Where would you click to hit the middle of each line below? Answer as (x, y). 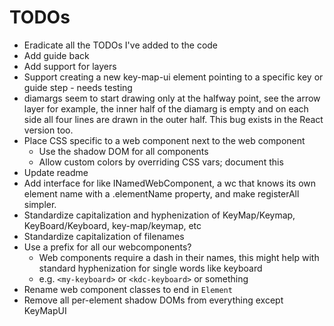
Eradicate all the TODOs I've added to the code (121, 45)
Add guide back (56, 55)
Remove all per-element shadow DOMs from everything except (153, 300)
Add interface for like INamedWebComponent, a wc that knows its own (170, 183)
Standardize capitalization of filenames (104, 236)
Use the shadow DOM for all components (123, 151)
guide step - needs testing (78, 87)
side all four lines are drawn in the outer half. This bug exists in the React (173, 119)
